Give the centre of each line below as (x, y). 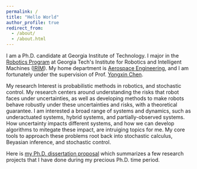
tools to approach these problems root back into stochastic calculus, (89, 136)
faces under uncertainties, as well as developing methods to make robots (95, 98)
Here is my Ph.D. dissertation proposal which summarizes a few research (95, 153)
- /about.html (29, 39)
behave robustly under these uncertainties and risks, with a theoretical (92, 105)
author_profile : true (33, 22)
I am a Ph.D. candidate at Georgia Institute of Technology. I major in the (93, 56)
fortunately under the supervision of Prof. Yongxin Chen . (75, 74)
